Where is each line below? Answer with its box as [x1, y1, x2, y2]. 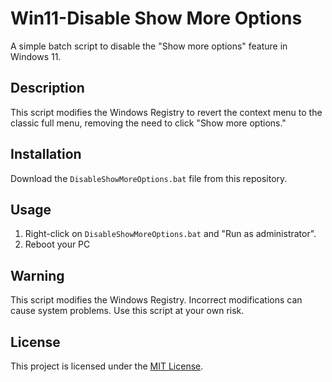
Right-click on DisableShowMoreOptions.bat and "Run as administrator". [24, 228, 317, 240]
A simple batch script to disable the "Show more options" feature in [10, 40, 288, 52]
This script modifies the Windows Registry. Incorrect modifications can [10, 294, 303, 306]
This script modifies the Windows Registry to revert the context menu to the [10, 106, 323, 118]
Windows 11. [10, 50, 62, 62]
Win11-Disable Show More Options [10, 7, 303, 30]
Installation [10, 146, 82, 163]
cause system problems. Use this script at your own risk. [10, 305, 245, 317]
